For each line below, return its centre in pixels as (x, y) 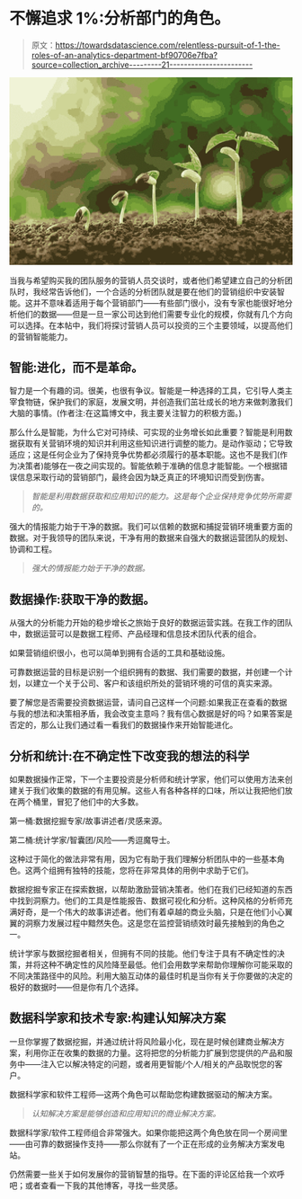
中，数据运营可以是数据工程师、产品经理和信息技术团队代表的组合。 (135, 634)
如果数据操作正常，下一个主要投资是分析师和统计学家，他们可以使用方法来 (147, 779)
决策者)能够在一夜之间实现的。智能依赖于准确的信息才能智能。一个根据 (148, 466)
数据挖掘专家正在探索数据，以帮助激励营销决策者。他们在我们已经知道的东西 (151, 890)
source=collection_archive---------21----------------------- (142, 65)
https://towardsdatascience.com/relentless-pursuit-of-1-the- (168, 45)
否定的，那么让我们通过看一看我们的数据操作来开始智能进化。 (124, 725)
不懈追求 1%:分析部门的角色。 (120, 18)
